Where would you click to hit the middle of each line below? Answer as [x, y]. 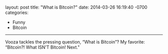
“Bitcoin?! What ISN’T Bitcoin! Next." [42, 47]
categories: [17, 12]
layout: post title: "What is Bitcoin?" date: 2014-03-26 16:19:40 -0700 [76, 7]
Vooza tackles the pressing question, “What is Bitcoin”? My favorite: [75, 42]
